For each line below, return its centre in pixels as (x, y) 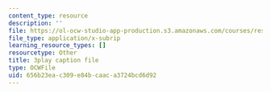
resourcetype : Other (43, 53)
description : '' (35, 23)
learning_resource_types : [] (57, 46)
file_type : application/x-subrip (65, 38)
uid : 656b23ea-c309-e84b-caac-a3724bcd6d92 (83, 75)
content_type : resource (48, 16)
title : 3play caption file (54, 61)
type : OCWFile (32, 68)
